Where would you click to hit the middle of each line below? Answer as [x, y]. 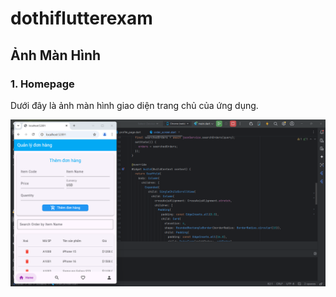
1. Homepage [42, 84]
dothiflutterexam [81, 18]
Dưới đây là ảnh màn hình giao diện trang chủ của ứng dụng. [134, 105]
